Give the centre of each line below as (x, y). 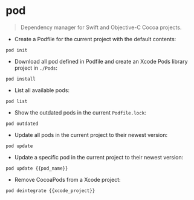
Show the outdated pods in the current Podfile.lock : (80, 112)
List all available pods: (42, 90)
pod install (21, 79)
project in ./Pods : (36, 68)
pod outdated (22, 124)
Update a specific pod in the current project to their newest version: (99, 157)
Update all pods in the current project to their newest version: (91, 135)
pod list (17, 101)
